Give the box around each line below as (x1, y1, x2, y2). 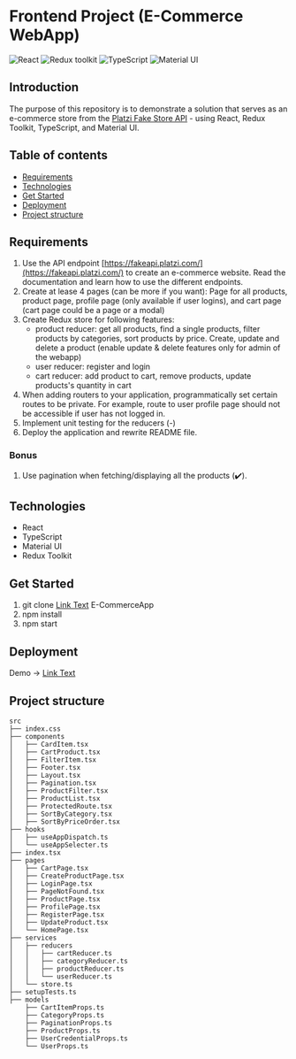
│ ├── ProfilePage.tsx (9, 902, 101, 911)
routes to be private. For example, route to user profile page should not (21, 399, 281, 410)
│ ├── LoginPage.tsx (9, 879, 93, 888)
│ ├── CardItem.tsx (9, 740, 89, 748)
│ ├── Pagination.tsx (9, 779, 97, 787)
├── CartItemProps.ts (25, 1002, 104, 1012)
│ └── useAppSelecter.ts (9, 840, 109, 849)
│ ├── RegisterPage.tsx (9, 909, 104, 919)
